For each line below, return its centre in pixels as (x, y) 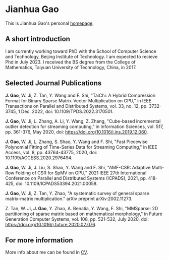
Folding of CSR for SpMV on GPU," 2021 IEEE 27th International (81, 173)
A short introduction (38, 39)
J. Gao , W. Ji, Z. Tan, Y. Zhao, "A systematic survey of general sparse (77, 193)
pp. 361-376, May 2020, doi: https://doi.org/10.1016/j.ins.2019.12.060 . (77, 132)
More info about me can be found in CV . (47, 252)
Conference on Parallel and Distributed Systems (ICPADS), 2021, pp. (76, 178)
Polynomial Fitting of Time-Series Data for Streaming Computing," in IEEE (81, 147)
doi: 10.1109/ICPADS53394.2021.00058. (57, 183)
